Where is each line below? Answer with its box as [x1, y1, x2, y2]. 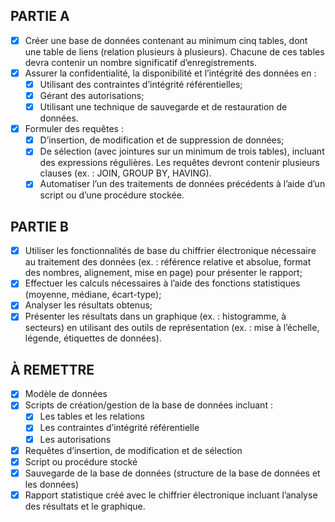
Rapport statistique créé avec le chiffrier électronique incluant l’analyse [24, 489, 318, 501]
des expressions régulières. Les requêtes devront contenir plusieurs [39, 157, 321, 169]
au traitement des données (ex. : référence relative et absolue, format [24, 256, 312, 268]
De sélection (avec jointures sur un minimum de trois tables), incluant [39, 145, 325, 158]
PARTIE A [10, 8, 70, 25]
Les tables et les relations [39, 410, 145, 423]
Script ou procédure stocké [24, 455, 138, 468]
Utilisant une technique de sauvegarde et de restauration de [39, 101, 288, 113]
